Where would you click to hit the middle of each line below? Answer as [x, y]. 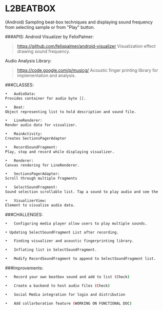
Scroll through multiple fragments [41, 179]
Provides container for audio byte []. [46, 98]
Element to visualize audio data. [40, 205]
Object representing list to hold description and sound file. [71, 112]
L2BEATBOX [31, 9]
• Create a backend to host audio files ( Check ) [58, 286]
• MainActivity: [24, 134]
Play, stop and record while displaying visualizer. [60, 152]
